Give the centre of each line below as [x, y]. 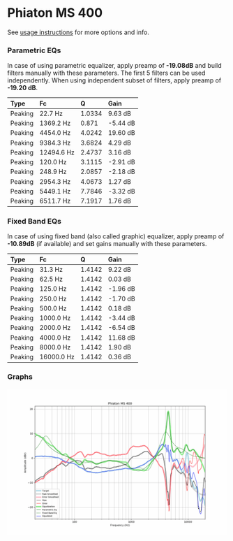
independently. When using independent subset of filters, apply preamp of [114, 80]
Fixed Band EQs [34, 221]
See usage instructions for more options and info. [78, 32]
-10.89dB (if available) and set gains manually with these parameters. [107, 244]
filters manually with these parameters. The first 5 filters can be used [106, 73]
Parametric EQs [34, 50]
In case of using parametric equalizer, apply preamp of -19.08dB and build [114, 66]
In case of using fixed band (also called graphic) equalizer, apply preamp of [116, 236]
